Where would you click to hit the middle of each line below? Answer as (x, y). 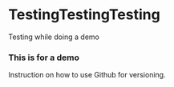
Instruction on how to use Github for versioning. (87, 75)
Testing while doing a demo (54, 37)
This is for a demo (44, 57)
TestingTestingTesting (84, 15)
